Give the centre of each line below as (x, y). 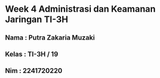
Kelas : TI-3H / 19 (32, 54)
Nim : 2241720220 (34, 71)
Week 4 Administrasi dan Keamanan (80, 9)
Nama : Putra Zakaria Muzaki (50, 38)
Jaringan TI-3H (37, 19)
